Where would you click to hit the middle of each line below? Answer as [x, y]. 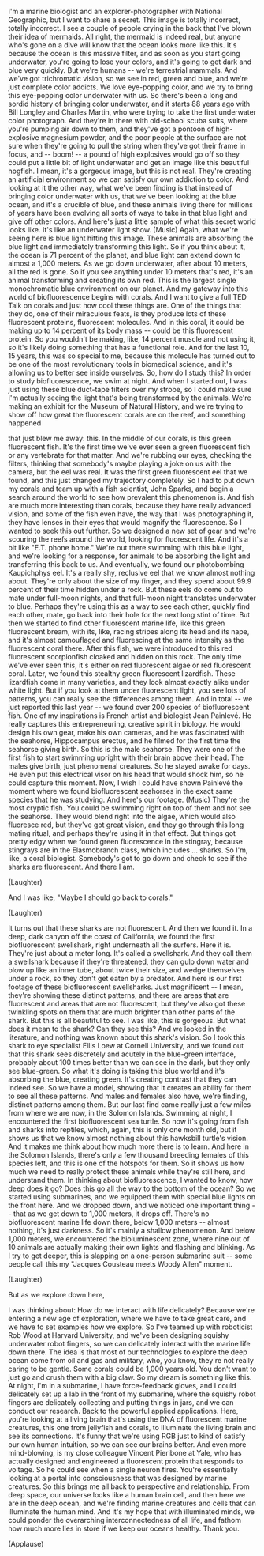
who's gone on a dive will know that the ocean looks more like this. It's [123, 45]
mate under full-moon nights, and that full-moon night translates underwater [132, 598]
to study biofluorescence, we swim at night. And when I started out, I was [127, 381]
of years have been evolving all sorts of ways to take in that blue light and [128, 213]
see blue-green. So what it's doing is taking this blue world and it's [116, 1071]
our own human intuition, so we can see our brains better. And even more [127, 1445]
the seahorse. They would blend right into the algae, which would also [122, 816]
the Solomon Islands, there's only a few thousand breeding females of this [129, 1155]
